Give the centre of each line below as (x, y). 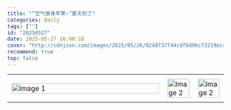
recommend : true (30, 52)
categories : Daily (33, 20)
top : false (23, 58)
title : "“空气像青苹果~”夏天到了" (51, 13)
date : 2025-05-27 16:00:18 (46, 39)
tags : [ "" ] (23, 26)
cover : (16, 45)
